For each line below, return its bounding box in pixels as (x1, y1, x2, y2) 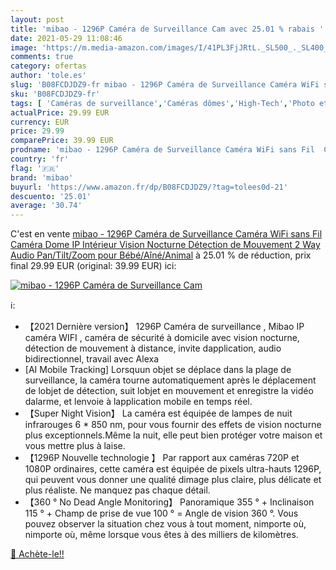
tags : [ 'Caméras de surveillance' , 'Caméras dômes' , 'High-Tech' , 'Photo (10, 98, 315, 108)
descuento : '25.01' (10, 191, 92, 201)
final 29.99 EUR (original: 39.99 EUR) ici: (10, 260, 177, 272)
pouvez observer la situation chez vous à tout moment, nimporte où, (24, 518, 307, 530)
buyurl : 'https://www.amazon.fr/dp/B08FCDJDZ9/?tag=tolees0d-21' (10, 182, 288, 192)
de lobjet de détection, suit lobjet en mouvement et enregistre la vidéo (24, 385, 314, 397)
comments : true (10, 52, 74, 62)
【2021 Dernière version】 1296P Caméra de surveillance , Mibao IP (24, 321, 305, 333)
